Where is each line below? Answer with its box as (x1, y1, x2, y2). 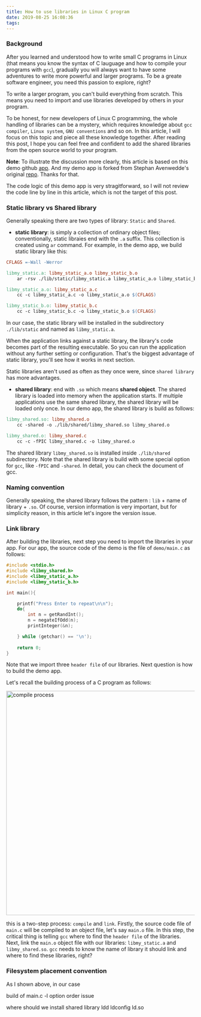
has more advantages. (6, 374, 62, 382)
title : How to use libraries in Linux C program (6, 8, 130, 15)
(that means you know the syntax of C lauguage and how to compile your (6, 59, 187, 66)
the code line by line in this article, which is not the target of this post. (6, 188, 178, 196)
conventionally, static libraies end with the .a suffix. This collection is (14, 235, 185, 242)
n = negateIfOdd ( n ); (28, 617, 79, 623)
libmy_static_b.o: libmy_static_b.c (6, 303, 98, 309)
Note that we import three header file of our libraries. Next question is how (6, 661, 193, 668)
